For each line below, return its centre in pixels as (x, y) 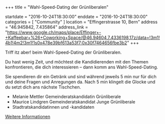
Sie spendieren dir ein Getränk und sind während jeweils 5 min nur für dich (81, 77)
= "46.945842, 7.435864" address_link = (47, 27)
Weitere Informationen (28, 117)
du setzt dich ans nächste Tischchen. (43, 87)
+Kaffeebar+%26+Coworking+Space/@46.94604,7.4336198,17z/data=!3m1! (82, 37)
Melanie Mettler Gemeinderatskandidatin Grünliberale (66, 96)
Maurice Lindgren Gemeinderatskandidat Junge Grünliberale (74, 102)
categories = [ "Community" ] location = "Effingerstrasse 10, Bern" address (81, 22)
